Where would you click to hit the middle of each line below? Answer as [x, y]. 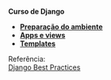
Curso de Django [36, 11]
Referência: [27, 59]
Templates [38, 44]
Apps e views [42, 35]
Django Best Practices [44, 67]
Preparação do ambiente [61, 27]
